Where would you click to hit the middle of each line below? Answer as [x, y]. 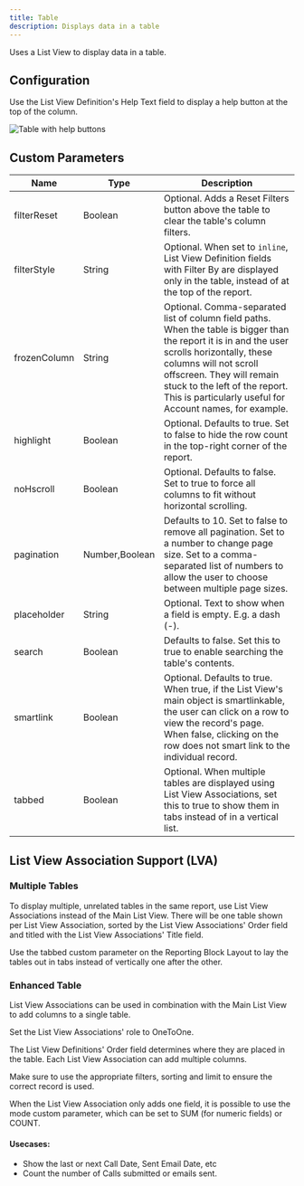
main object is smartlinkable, [224, 700]
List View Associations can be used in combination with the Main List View [148, 1005]
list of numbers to [247, 566]
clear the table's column [215, 221]
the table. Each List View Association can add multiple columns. [128, 1059]
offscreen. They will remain [221, 375]
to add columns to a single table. [70, 1015]
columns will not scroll [211, 364]
